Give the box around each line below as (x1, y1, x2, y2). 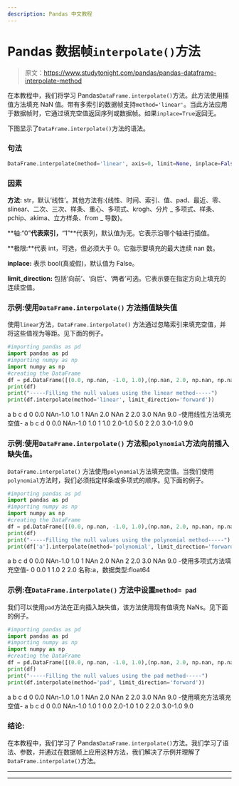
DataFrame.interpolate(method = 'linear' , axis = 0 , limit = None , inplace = (7, 160, 221, 167)
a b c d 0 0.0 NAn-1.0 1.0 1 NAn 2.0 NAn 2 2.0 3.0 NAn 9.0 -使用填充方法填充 (7, 693, 231, 701)
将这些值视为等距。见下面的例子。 (7, 329, 107, 338)
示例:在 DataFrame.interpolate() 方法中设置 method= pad (7, 585, 197, 595)
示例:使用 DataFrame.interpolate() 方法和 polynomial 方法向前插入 (7, 439, 230, 449)
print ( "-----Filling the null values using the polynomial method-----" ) (7, 536, 231, 544)
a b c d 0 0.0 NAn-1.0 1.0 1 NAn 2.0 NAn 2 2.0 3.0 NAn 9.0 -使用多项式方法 (7, 557, 225, 565)
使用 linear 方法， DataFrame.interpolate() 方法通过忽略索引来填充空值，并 (7, 320, 226, 329)
